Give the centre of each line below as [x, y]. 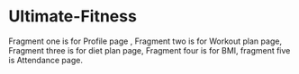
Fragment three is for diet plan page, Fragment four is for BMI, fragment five [149, 50]
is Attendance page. [45, 60]
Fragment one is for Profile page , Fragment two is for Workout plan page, [145, 41]
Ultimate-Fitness [72, 16]
